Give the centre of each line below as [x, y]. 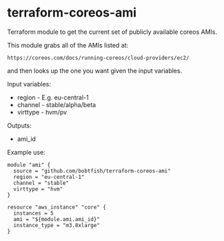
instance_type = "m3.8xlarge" [57, 225]
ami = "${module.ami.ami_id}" [57, 219]
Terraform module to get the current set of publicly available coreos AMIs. [112, 32]
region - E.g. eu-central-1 [53, 97]
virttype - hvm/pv [42, 112]
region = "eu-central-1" [49, 177]
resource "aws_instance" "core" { [57, 207]
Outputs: [20, 125]
